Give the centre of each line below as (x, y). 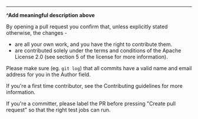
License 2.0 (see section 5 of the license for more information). (91, 57)
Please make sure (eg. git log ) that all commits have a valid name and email (99, 68)
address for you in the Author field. (49, 75)
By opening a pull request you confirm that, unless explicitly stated (87, 27)
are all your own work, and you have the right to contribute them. (93, 44)
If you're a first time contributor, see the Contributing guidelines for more (94, 86)
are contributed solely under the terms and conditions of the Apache (98, 50)
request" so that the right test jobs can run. (58, 110)
